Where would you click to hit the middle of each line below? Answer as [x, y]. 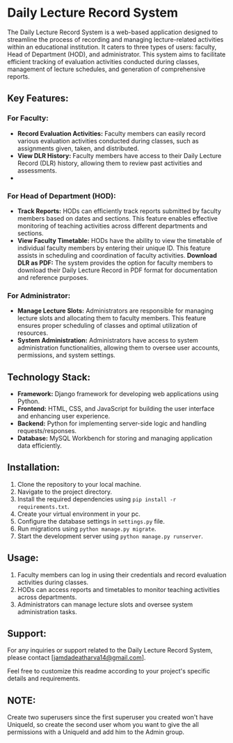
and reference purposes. [53, 277]
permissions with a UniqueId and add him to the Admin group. [96, 732]
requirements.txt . [43, 506]
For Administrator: [39, 295]
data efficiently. [40, 446]
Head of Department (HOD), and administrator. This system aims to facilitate [116, 54]
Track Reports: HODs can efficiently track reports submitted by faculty [119, 211]
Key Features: [38, 99]
